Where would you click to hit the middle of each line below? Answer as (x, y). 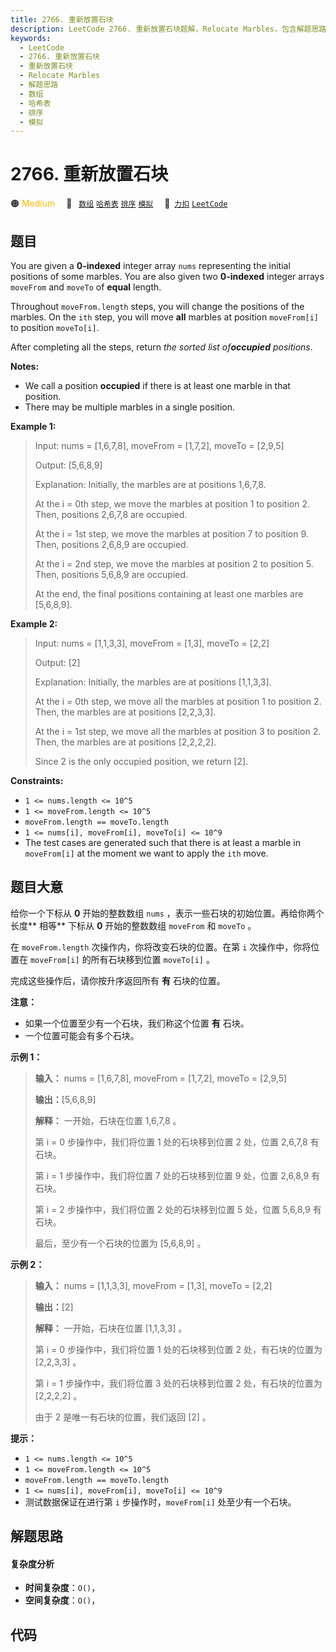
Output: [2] (57, 662)
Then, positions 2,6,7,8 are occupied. (111, 514)
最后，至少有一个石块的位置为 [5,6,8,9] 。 (120, 1243)
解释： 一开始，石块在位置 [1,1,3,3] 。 (111, 1328)
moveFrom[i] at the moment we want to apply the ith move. (146, 853)
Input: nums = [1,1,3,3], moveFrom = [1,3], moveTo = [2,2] (152, 643)
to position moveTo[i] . (55, 327)
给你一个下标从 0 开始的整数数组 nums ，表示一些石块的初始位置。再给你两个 (167, 913)
